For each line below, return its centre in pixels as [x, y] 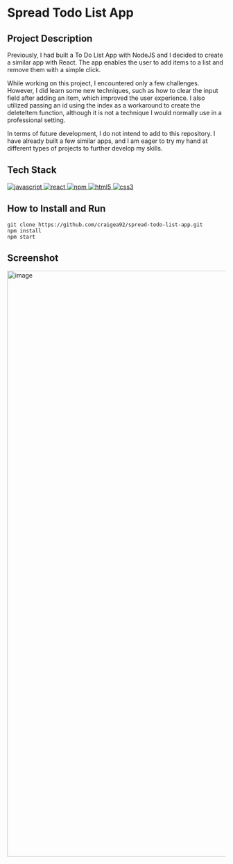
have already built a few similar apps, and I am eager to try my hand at [107, 141]
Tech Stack [32, 170]
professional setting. [36, 120]
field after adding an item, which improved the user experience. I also [106, 98]
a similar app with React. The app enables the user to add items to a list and [115, 62]
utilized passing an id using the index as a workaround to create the [104, 105]
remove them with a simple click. [54, 70]
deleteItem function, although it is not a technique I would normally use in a [114, 113]
